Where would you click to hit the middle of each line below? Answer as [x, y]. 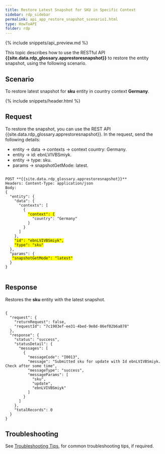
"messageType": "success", [56, 370]
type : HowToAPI [21, 24]
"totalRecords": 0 [33, 410]
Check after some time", [31, 366]
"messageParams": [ [48, 375]
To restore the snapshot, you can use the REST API [58, 129]
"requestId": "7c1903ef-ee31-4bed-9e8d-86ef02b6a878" [72, 326]
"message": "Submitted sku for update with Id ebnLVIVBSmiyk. [94, 361]
